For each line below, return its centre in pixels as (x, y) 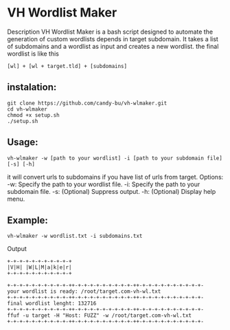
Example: (27, 220)
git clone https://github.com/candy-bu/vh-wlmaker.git (87, 103)
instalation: (32, 87)
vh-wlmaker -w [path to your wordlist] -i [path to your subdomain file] (115, 158)
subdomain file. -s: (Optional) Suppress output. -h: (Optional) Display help (112, 191)
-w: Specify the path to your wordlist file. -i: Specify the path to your (104, 184)
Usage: (23, 142)
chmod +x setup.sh (33, 115)
